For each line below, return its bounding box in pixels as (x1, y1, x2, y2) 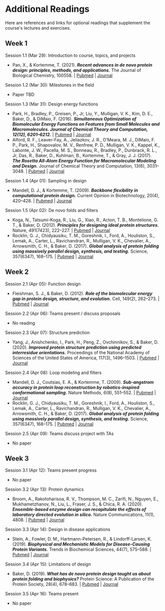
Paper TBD (12, 91, 34, 97)
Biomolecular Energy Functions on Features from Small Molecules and (12, 121, 160, 127)
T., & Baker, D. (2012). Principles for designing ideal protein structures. (12, 222, 159, 228)
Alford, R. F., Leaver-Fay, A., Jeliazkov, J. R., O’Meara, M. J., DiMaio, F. (12, 136, 156, 142)
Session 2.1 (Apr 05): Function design (5, 281, 81, 287)
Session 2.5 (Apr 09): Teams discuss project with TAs (5, 430, 114, 437)
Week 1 (5, 39, 28, 48)
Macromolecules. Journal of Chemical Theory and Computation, (12, 126, 148, 132)
